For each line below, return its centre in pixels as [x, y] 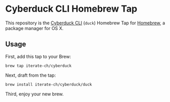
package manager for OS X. [34, 28]
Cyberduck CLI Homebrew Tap [71, 9]
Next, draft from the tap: [31, 75]
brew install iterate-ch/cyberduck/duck [49, 84]
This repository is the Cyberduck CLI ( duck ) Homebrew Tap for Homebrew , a [85, 23]
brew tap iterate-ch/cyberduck [38, 66]
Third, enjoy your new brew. [35, 94]
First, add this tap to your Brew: [38, 56]
